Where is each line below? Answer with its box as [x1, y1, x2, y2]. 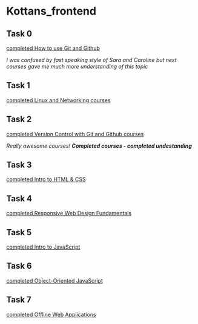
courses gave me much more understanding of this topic [6, 63, 148, 70]
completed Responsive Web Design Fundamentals [6, 210, 132, 217]
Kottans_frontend [6, 4, 97, 18]
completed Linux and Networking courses [6, 96, 111, 104]
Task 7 [6, 295, 31, 305]
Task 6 [6, 261, 32, 271]
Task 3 [6, 160, 32, 170]
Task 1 [6, 80, 30, 91]
